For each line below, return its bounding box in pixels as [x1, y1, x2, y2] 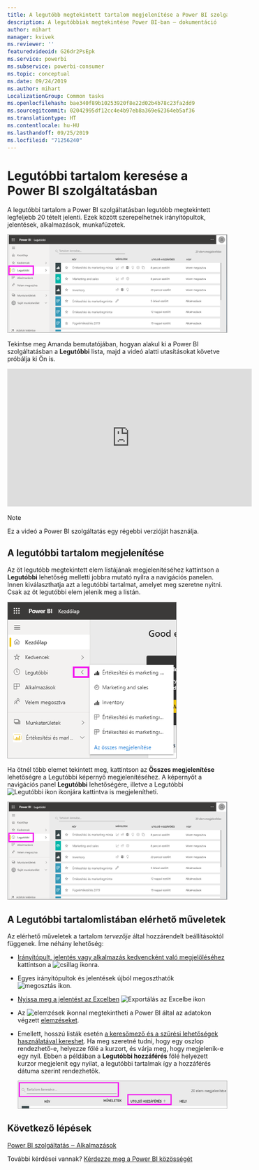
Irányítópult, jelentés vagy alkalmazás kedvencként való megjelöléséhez [17, 953, 225, 961]
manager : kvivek [7, 34, 54, 41]
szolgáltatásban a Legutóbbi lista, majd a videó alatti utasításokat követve [7, 347, 220, 355]
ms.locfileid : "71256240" [7, 136, 82, 143]
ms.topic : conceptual [7, 70, 71, 77]
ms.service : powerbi [7, 56, 68, 63]
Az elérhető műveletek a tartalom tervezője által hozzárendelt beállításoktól [7, 932, 224, 940]
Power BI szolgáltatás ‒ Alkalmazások [7, 1141, 117, 1149]
